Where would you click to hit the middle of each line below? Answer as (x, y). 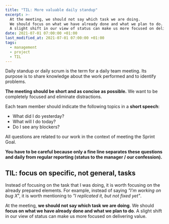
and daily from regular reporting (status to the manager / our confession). (84, 157)
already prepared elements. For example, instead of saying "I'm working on (83, 191)
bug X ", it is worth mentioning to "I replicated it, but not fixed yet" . (73, 196)
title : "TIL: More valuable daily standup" (52, 10)
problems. (16, 82)
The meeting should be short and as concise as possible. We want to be (81, 92)
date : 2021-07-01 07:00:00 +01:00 (41, 33)
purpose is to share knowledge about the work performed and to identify (81, 77)
